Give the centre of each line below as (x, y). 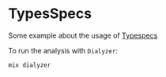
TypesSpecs (50, 14)
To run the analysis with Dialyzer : (63, 50)
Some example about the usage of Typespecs (83, 35)
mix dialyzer (30, 65)
